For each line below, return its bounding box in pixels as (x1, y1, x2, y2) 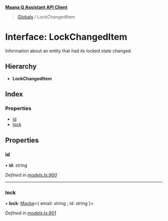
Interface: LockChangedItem (5, 31, 127, 43)
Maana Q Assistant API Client (5, 4, 67, 10)
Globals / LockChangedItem (17, 14, 75, 19)
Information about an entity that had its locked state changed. (5, 47, 132, 54)
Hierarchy (5, 62, 37, 71)
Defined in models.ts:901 (5, 210, 56, 216)
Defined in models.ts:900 (5, 172, 57, 178)
